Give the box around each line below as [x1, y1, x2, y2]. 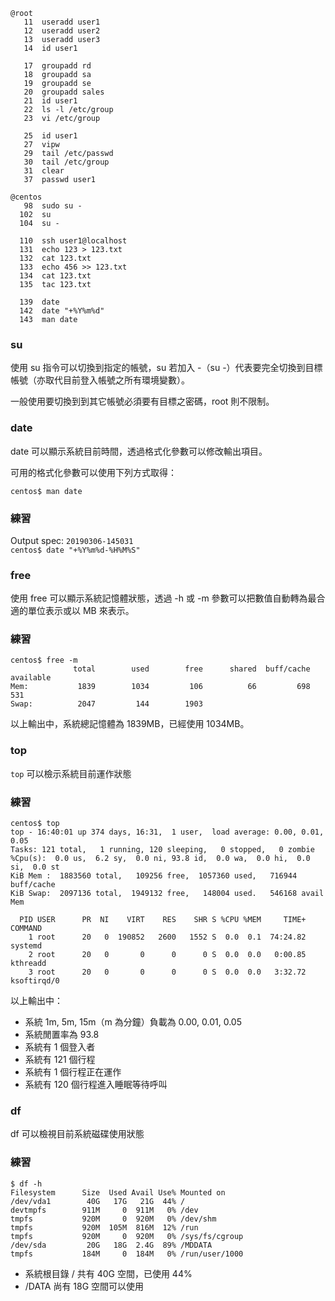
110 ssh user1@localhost [19, 236, 128, 246]
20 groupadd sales [23, 87, 105, 97]
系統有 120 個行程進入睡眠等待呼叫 [24, 1079, 168, 1091]
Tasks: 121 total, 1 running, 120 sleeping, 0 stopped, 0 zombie [10, 845, 315, 855]
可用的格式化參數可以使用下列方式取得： [10, 466, 177, 478]
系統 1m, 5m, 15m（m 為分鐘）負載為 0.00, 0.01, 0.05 [24, 1016, 242, 1028]
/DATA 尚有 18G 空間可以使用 [24, 1280, 145, 1292]
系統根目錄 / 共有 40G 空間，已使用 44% [24, 1267, 193, 1279]
